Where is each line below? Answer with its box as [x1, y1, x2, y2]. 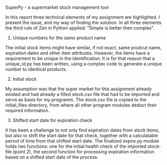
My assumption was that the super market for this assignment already [5, 86, 152, 92]
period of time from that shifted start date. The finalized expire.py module [5, 138, 159, 144]
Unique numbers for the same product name [12, 35, 106, 41]
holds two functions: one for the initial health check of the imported [5, 143, 147, 149]
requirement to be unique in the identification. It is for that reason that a [5, 55, 155, 61]
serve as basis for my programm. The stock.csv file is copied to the [5, 96, 147, 103]
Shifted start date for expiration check [12, 117, 93, 123]
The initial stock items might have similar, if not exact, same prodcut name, [5, 45, 162, 50]
